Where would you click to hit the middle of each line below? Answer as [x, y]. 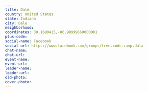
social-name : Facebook [28, 41]
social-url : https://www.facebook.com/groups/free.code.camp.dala [74, 46]
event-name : [17, 59]
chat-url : [15, 55]
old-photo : [16, 77]
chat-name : [16, 50]
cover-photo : [18, 82]
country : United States [29, 14]
